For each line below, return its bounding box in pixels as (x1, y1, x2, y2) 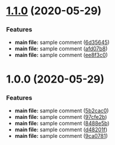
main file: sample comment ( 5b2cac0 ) (14, 107, 109, 114)
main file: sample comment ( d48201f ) (14, 126, 108, 133)
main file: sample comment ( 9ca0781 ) (14, 132, 108, 139)
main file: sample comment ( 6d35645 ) (14, 39, 110, 46)
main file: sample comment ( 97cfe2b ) (14, 113, 107, 120)
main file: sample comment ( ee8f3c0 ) (14, 52, 108, 59)
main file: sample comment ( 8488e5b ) (14, 119, 110, 127)
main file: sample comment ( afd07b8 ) (14, 45, 108, 52)
